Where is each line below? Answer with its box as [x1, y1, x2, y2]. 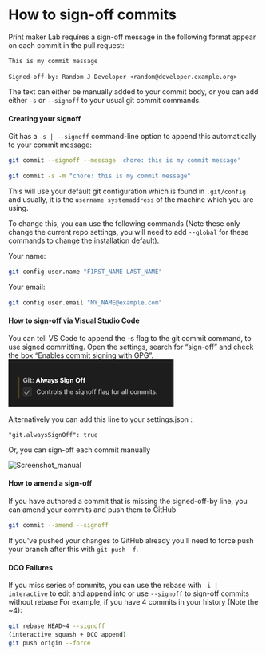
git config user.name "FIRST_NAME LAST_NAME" [8, 268, 162, 276]
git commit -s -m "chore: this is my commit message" [8, 172, 192, 181]
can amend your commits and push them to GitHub [8, 505, 177, 514]
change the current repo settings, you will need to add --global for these [8, 227, 249, 236]
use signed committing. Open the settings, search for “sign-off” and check [8, 342, 254, 351]
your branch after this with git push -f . [8, 544, 139, 554]
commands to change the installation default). [8, 236, 160, 245]
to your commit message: [8, 140, 92, 149]
